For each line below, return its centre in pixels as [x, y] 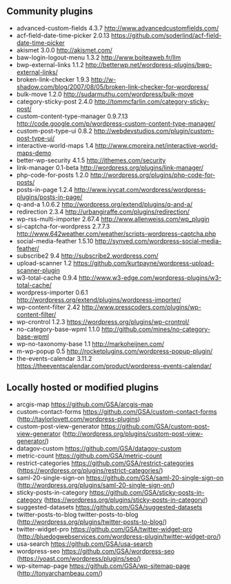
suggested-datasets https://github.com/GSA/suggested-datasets [109, 507]
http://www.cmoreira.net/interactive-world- [157, 145]
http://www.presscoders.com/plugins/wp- [141, 307]
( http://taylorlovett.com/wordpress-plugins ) [78, 419]
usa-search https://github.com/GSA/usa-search [84, 544]
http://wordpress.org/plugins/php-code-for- [153, 175]
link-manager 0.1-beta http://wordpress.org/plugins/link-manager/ [110, 167]
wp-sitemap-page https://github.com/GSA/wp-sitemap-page [103, 565]
